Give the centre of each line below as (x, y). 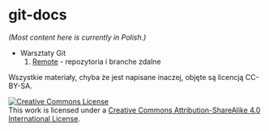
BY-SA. (20, 86)
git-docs (38, 15)
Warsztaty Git (43, 53)
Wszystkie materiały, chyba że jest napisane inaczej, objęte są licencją (126, 77)
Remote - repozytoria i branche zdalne (96, 61)
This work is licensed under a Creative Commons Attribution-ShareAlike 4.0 (134, 110)
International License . (45, 118)
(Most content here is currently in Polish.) (77, 37)
